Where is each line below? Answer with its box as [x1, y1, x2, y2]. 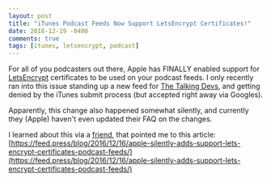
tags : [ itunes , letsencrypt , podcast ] [8, 42, 139, 50]
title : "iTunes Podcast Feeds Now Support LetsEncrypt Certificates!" [8, 19, 252, 28]
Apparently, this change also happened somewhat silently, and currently [8, 106, 249, 116]
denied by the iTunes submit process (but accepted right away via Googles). [8, 90, 263, 99]
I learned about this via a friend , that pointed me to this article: [8, 130, 216, 140]
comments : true [8, 34, 60, 43]
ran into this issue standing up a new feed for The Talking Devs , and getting [8, 82, 260, 91]
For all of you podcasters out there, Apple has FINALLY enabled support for [8, 64, 260, 74]
